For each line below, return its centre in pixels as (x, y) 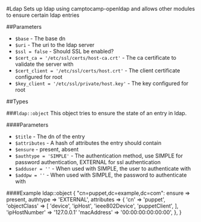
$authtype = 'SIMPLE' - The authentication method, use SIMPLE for (99, 156)
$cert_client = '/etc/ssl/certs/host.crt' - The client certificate (97, 71)
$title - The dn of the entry (50, 136)
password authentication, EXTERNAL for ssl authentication (88, 162)
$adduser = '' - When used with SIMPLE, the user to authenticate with (103, 169)
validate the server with (44, 64)
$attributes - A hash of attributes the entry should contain (88, 143)
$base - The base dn (40, 38)
